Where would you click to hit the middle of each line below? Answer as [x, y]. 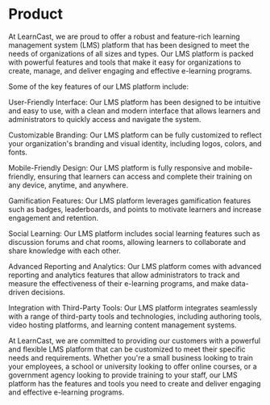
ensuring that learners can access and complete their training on [145, 176]
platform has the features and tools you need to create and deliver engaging [135, 383]
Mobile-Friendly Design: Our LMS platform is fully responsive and [117, 167]
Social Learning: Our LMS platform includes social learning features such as [134, 233]
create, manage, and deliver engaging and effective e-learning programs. [130, 70]
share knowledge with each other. [64, 251]
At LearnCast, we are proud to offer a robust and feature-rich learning [124, 36]
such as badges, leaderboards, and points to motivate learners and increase [135, 209]
